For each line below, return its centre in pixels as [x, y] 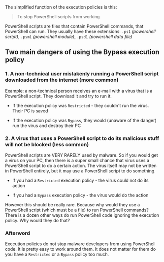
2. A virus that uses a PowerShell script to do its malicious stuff [82, 138]
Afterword [18, 233]
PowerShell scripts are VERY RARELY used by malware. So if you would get [82, 155]
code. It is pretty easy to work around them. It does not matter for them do [81, 249]
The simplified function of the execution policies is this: [61, 7]
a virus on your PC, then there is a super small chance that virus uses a [77, 160]
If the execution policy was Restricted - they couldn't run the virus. [81, 105]
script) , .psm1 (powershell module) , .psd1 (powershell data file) [69, 37]
